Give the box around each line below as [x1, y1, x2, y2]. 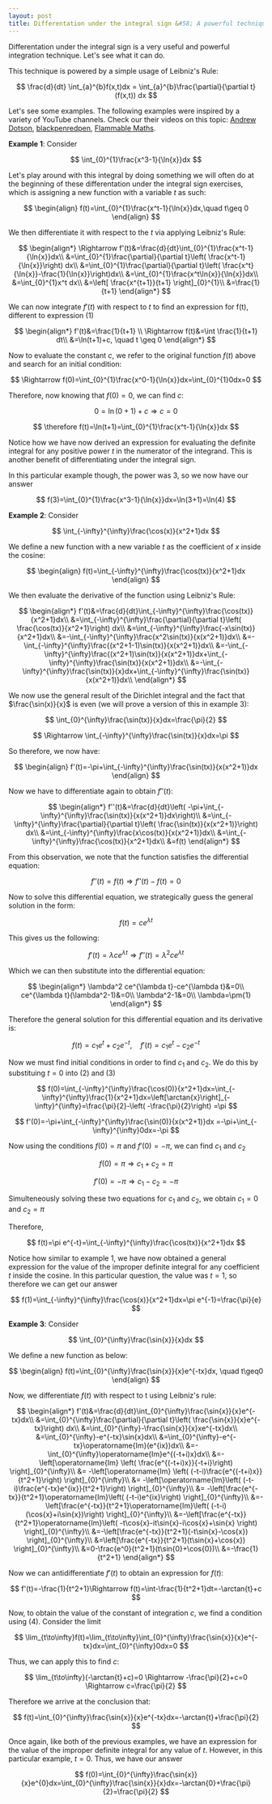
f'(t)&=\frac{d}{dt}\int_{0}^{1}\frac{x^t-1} [119, 243, 254, 253]
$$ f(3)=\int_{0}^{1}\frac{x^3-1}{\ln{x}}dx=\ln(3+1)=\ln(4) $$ [36, 495, 236, 504]
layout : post [8, 11, 53, 20]
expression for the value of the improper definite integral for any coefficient [8, 1262, 260, 1272]
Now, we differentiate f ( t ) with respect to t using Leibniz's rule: [8, 1390, 217, 1401]
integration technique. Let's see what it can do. [8, 50, 166, 60]
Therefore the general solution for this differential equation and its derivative [8, 1014, 263, 1024]
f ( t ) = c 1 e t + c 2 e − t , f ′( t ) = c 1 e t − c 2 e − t [71, 1038, 201, 1052]
